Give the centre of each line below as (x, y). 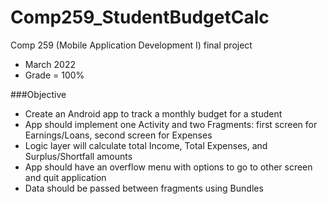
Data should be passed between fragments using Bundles (144, 188)
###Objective (38, 94)
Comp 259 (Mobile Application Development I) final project (131, 45)
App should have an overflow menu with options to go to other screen (168, 167)
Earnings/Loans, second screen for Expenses (118, 135)
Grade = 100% (54, 75)
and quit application (65, 177)
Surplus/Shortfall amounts (78, 156)
